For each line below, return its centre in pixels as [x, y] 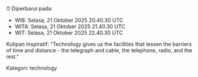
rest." [13, 56]
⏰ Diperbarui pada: [30, 9]
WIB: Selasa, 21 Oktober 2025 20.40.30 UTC [69, 20]
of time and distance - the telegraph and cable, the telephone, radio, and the [99, 50]
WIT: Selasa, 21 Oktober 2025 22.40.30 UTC [69, 33]
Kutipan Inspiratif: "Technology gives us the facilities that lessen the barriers [99, 44]
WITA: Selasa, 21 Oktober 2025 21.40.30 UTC [70, 26]
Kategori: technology [32, 68]
